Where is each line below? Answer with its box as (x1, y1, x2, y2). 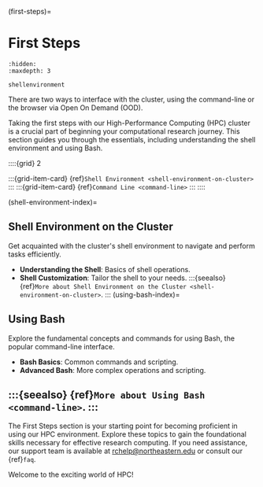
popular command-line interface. (8, 341, 116, 351)
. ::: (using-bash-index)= (101, 290, 180, 299)
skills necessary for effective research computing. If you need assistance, (8, 438, 248, 448)
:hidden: (8, 60, 37, 68)
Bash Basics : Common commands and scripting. (19, 357, 179, 367)
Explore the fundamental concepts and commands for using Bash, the (8, 334, 235, 343)
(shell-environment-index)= (8, 197, 98, 207)
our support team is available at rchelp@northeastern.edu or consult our (8, 446, 243, 456)
